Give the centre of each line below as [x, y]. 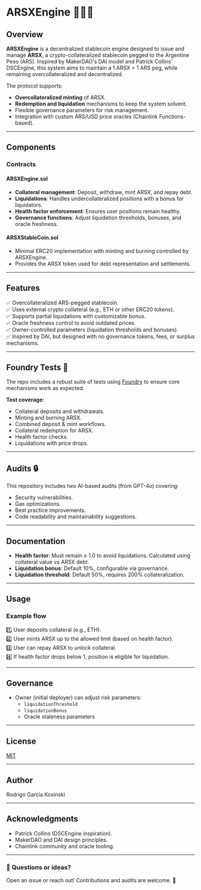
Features [23, 288]
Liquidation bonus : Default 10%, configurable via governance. [92, 568]
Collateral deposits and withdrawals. [60, 411]
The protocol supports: [34, 86]
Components [31, 147]
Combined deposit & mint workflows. [60, 424]
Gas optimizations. [38, 504]
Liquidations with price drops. [51, 444]
